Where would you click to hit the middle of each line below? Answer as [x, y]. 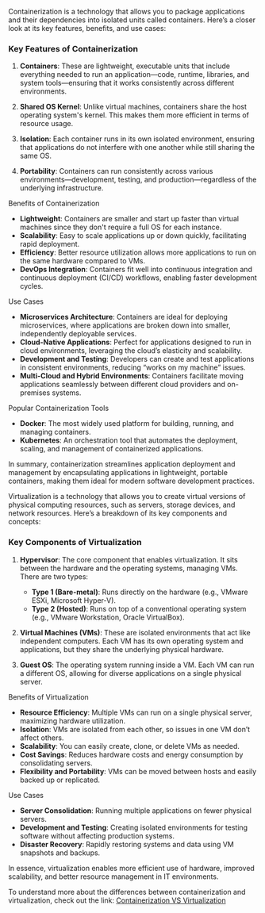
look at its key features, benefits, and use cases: [87, 28]
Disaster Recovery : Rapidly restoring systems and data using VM [127, 844]
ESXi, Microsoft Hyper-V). [74, 600]
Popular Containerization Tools [59, 409]
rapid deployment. [50, 244]
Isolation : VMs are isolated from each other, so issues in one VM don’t [135, 729]
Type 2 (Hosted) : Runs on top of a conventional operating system [139, 608]
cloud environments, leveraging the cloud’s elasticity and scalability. [131, 351]
